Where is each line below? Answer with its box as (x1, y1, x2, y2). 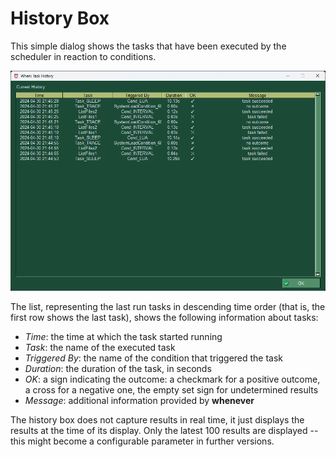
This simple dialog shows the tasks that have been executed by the (10, 40, 287, 52)
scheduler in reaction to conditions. (10, 50, 157, 62)
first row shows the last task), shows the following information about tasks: (10, 312, 319, 323)
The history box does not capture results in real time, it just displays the (10, 414, 305, 426)
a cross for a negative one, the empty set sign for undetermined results (24, 384, 319, 396)
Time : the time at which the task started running (24, 331, 223, 342)
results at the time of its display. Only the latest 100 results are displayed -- (10, 425, 319, 436)
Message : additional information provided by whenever (24, 395, 255, 406)
